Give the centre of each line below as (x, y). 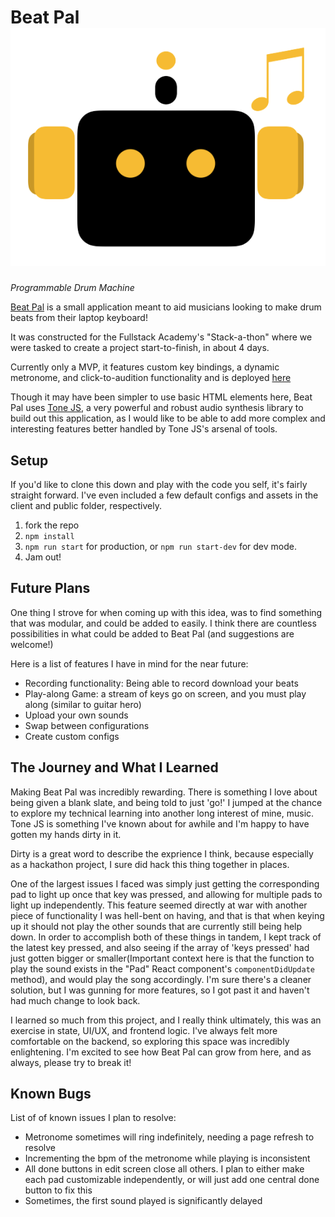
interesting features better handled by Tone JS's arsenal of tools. (144, 429)
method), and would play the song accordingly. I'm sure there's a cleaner (161, 979)
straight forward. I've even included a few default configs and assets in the (164, 495)
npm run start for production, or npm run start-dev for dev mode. (160, 547)
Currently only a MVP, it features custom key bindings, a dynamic (145, 367)
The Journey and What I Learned (114, 767)
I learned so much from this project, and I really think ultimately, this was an (166, 1020)
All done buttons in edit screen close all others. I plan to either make (164, 1169)
